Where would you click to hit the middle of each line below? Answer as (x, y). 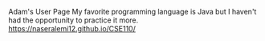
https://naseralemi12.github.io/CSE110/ (72, 29)
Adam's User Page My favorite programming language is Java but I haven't (132, 12)
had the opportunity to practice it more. (73, 20)
